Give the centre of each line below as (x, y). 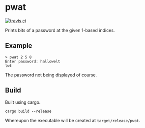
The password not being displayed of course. (51, 75)
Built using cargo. (23, 102)
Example (19, 46)
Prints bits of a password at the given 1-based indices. (60, 30)
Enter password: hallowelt (33, 61)
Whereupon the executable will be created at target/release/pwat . (73, 120)
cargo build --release (28, 111)
